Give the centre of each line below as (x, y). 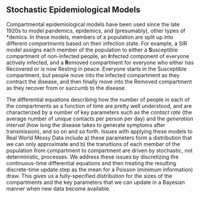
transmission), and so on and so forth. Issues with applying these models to (99, 131)
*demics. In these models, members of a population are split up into (90, 37)
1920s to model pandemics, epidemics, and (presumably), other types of (96, 31)
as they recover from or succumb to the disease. (66, 88)
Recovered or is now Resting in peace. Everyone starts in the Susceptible (96, 69)
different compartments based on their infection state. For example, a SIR (97, 43)
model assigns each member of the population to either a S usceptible (92, 50)
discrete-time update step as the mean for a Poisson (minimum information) (100, 169)
